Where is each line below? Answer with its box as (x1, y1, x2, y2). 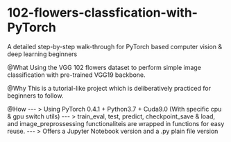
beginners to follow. (7, 91, 64, 100)
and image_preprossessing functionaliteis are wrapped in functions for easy (7, 119, 225, 127)
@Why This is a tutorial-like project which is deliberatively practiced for (7, 84, 212, 92)
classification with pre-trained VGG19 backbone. (7, 71, 146, 79)
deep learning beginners (7, 50, 78, 58)
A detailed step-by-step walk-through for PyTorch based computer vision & (7, 42, 223, 51)
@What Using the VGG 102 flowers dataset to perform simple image (7, 63, 201, 71)
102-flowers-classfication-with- (7, 5, 198, 21)
